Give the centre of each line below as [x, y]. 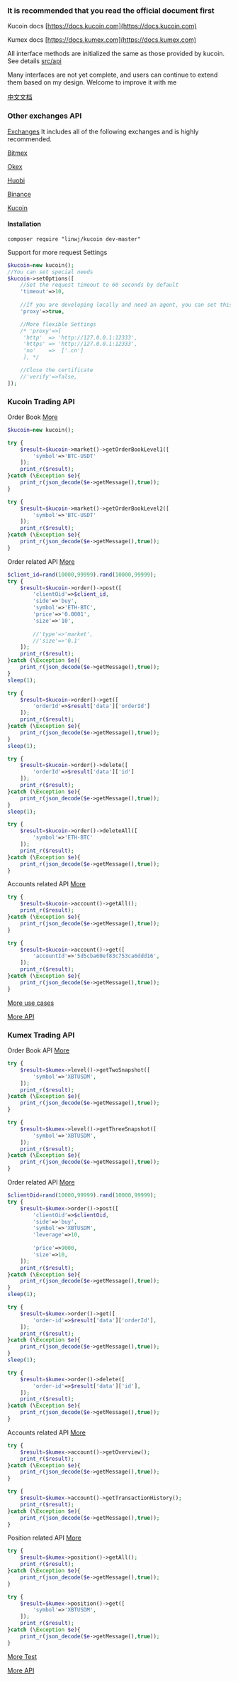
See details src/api [34, 61]
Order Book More [33, 417]
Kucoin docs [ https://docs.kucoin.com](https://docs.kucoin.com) [102, 26]
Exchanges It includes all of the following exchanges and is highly [103, 131]
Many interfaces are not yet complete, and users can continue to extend [113, 75]
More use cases [31, 1003]
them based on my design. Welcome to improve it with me [92, 82]
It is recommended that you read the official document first [111, 11]
